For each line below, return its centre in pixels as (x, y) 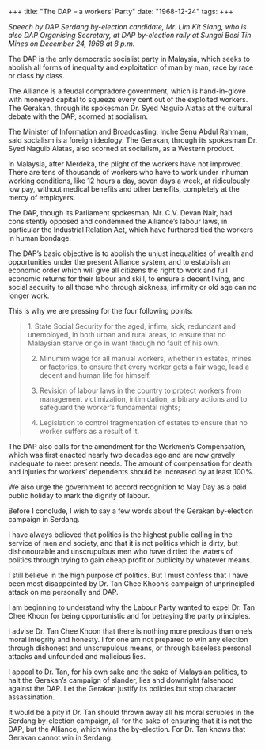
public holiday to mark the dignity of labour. (79, 495)
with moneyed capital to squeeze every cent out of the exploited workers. (128, 99)
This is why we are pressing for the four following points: (101, 311)
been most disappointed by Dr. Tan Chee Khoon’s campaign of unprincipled (131, 584)
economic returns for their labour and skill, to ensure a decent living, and (127, 279)
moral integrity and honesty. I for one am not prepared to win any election (128, 640)
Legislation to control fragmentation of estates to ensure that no (143, 423)
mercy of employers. (42, 198)
